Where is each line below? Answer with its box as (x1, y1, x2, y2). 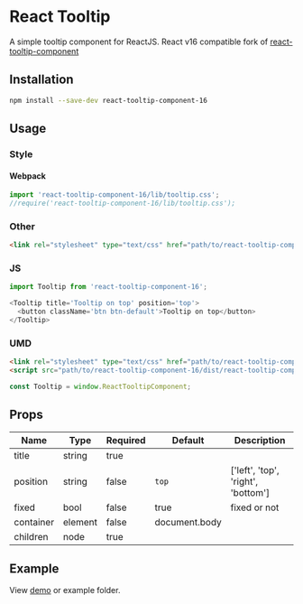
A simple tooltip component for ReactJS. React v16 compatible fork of (9, 36, 269, 47)
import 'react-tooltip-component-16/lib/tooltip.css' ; (9, 190, 220, 200)
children (14, 530, 49, 543)
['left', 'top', (230, 463, 280, 476)
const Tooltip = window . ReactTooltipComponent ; (9, 382, 192, 391)
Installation (9, 72, 74, 88)
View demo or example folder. (9, 585, 121, 596)
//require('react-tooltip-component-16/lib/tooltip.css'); (9, 199, 236, 209)
